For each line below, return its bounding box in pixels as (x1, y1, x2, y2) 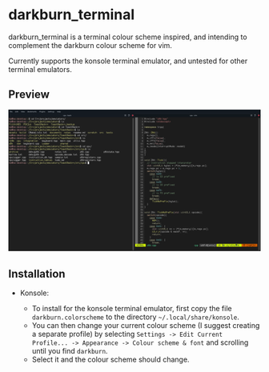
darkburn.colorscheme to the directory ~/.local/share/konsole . (31, 312, 240, 322)
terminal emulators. (8, 64, 72, 74)
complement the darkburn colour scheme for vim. (8, 40, 172, 50)
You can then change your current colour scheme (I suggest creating (31, 321, 260, 330)
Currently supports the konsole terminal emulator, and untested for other (8, 56, 248, 66)
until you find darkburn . (31, 346, 108, 356)
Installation (8, 266, 66, 281)
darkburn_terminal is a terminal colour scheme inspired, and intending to (8, 32, 247, 42)
